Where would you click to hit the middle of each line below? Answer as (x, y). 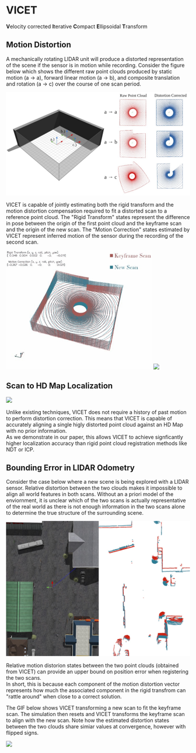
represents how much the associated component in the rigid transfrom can (96, 690)
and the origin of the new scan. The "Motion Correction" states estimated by (98, 230)
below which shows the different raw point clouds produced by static (89, 71)
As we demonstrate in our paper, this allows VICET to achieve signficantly (95, 437)
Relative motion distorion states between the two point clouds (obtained (92, 666)
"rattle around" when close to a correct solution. (64, 697)
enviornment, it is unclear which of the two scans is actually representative (96, 501)
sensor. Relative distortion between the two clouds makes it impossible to (94, 488)
